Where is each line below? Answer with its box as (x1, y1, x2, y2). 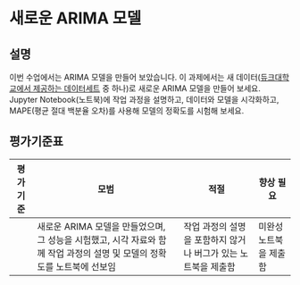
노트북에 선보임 (55, 260, 116, 272)
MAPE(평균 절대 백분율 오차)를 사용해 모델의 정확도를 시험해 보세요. (9, 105, 245, 116)
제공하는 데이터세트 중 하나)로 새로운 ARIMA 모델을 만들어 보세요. (32, 83, 261, 94)
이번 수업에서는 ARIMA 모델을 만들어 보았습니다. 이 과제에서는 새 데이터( (9, 72, 261, 82)
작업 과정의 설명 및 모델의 (47, 247, 148, 259)
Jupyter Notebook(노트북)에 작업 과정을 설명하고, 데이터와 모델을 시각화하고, (9, 95, 279, 105)
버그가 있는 (194, 247, 238, 259)
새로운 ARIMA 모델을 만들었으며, (37, 220, 166, 232)
